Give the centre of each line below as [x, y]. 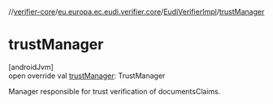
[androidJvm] [31, 67]
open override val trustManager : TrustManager [87, 76]
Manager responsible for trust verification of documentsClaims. [115, 91]
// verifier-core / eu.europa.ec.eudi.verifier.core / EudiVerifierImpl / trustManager [136, 12]
